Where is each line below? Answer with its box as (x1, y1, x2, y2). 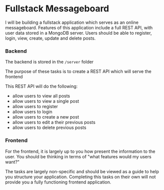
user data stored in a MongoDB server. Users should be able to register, (5, 30, 152, 36)
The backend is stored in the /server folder (5, 59, 94, 65)
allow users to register (12, 104, 58, 110)
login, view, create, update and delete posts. (5, 35, 96, 41)
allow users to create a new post (12, 114, 80, 120)
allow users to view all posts (12, 93, 71, 99)
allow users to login (12, 109, 53, 115)
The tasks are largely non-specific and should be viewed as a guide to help (5, 168, 159, 174)
